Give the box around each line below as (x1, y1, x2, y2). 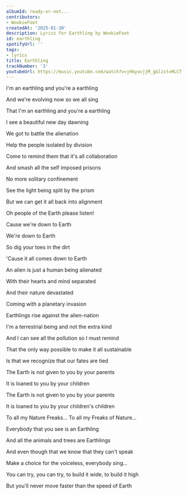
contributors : (6, 14, 41, 20)
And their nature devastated (6, 289, 74, 296)
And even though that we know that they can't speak (6, 448, 134, 455)
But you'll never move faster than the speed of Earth (6, 482, 132, 490)
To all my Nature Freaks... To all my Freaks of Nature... (6, 414, 137, 421)
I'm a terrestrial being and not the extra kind (6, 323, 112, 330)
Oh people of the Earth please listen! (6, 209, 94, 217)
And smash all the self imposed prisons (6, 164, 101, 171)
